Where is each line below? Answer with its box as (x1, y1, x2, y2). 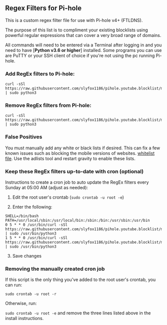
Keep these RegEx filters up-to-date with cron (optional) (5, 168, 144, 175)
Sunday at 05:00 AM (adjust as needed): (5, 185, 88, 190)
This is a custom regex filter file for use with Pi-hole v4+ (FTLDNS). (5, 17, 143, 23)
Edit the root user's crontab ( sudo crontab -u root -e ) (12, 194, 124, 200)
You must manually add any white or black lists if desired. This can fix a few (5, 145, 161, 151)
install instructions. (5, 316, 44, 322)
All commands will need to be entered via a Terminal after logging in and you (5, 42, 162, 48)
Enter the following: (12, 204, 53, 210)
